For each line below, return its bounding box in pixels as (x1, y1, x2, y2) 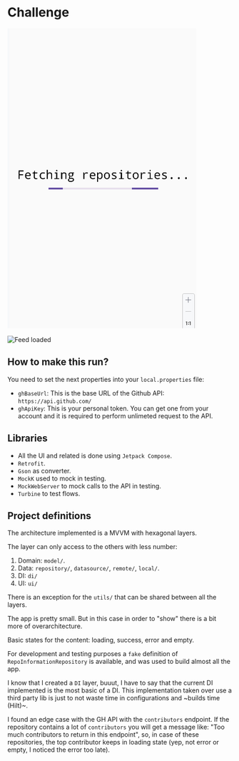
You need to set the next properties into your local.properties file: (7, 375, 205, 383)
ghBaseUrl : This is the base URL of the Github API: (17, 388, 165, 397)
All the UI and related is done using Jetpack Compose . (17, 451, 173, 460)
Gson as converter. (17, 466, 71, 475)
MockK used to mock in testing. (17, 474, 107, 483)
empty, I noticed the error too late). (7, 745, 111, 754)
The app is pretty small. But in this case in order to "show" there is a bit (7, 615, 217, 623)
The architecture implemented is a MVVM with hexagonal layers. (7, 529, 198, 538)
